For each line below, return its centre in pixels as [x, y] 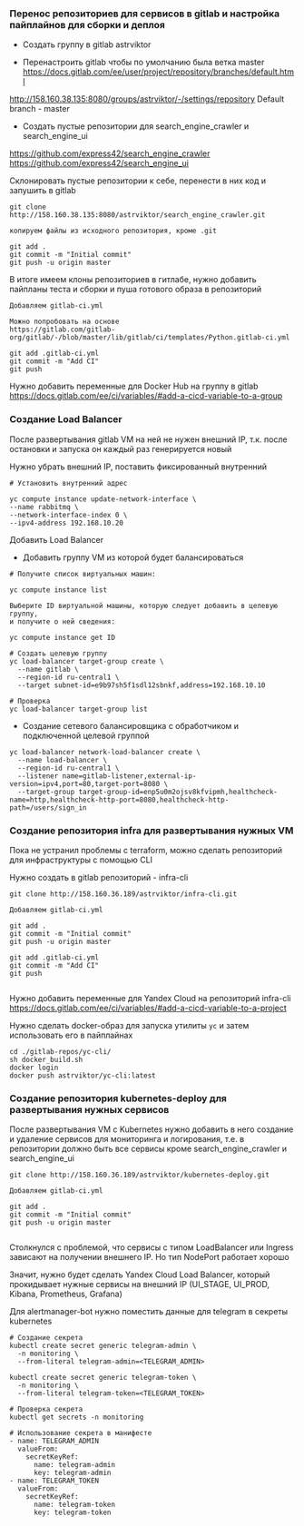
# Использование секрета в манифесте [81, 1433]
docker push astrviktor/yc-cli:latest [83, 1075]
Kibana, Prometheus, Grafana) [66, 1294]
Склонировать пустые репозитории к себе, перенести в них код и [138, 181]
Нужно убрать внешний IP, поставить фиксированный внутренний [138, 467]
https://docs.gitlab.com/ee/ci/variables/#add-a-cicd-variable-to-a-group [146, 396]
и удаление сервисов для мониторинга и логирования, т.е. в [127, 1139]
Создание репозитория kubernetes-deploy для [118, 1098]
